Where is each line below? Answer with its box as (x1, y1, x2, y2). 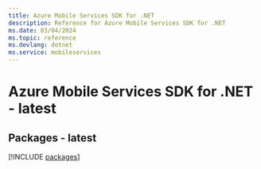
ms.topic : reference (8, 33, 77, 42)
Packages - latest (8, 131, 97, 144)
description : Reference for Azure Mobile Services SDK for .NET (8, 19, 226, 27)
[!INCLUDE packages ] (8, 152, 80, 161)
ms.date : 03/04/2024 (8, 26, 77, 34)
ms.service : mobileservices (8, 48, 102, 56)
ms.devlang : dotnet (8, 41, 73, 49)
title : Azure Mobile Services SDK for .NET (8, 11, 155, 20)
